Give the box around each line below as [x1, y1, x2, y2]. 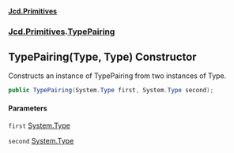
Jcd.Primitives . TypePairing [8, 26, 115, 37]
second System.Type [8, 136, 74, 146]
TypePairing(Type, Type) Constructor [8, 50, 197, 63]
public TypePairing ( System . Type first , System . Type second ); [8, 87, 214, 95]
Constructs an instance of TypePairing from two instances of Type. [8, 71, 227, 80]
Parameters [8, 103, 47, 113]
